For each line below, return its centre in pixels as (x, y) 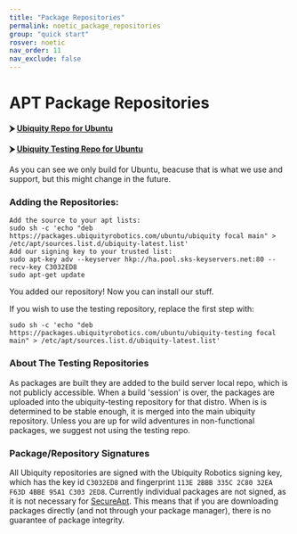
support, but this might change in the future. (90, 178)
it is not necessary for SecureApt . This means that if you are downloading (144, 501)
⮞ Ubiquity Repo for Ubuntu (61, 128)
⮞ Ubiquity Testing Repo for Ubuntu (76, 149)
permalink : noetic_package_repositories (85, 26)
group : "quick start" (49, 34)
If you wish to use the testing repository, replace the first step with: (132, 309)
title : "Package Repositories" (67, 17)
